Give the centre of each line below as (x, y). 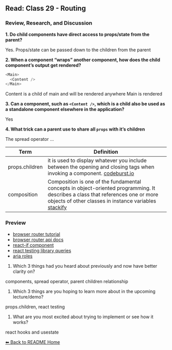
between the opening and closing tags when (101, 167)
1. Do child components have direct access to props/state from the (77, 34)
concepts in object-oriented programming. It (102, 188)
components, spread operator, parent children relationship (67, 281)
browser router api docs (38, 240)
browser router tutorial (36, 234)
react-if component (33, 245)
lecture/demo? (28, 297)
